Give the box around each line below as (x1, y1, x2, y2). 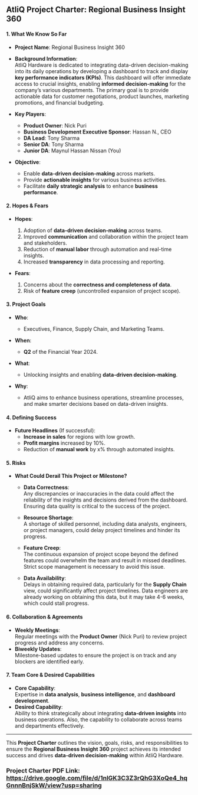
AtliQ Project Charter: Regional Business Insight (6, 5, 186, 15)
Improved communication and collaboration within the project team (23, 233, 189, 240)
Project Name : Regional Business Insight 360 (14, 44, 126, 51)
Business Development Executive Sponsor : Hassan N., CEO (23, 128, 172, 135)
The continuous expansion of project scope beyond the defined (23, 550, 179, 558)
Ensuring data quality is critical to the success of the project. (23, 503, 171, 510)
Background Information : (14, 55, 78, 62)
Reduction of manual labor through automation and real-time (23, 245, 172, 253)
